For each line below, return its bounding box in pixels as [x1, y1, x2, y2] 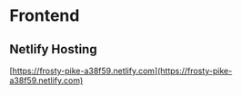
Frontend [9, 5, 80, 26]
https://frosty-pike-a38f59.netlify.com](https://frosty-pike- [12, 65, 233, 76]
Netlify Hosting [9, 42, 97, 57]
